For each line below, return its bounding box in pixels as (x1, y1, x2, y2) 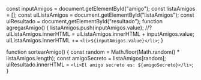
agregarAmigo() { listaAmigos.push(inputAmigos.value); (6, 24, 144, 31)
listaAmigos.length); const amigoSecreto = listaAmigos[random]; (6, 55, 166, 61)
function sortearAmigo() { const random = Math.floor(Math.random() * (6, 48, 180, 56)
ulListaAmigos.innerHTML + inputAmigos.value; (76, 30, 195, 38)
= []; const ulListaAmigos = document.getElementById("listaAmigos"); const (6, 11, 194, 19)
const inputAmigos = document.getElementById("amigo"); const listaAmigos (6, 5, 196, 12)
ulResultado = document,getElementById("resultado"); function (6, 18, 163, 24)
